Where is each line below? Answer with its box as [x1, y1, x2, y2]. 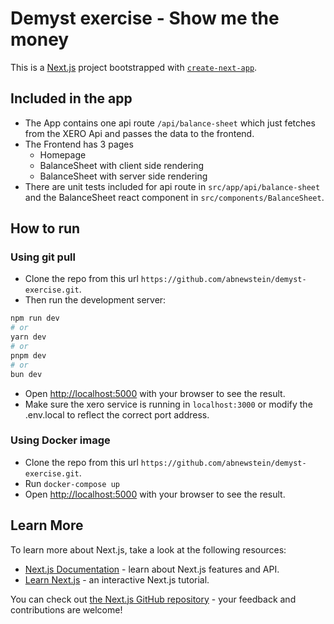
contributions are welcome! [10, 603, 123, 616]
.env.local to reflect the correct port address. [24, 408, 210, 421]
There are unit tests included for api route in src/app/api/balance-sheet [24, 180, 321, 192]
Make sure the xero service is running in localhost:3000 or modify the [24, 398, 313, 410]
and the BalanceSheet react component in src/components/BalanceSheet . [24, 191, 325, 203]
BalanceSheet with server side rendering [39, 170, 208, 182]
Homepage [39, 148, 87, 161]
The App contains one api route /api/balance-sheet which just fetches [24, 117, 316, 129]
